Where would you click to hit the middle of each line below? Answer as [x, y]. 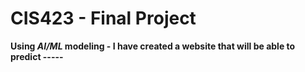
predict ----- [37, 56]
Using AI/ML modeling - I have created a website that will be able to [153, 46]
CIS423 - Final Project [103, 18]
